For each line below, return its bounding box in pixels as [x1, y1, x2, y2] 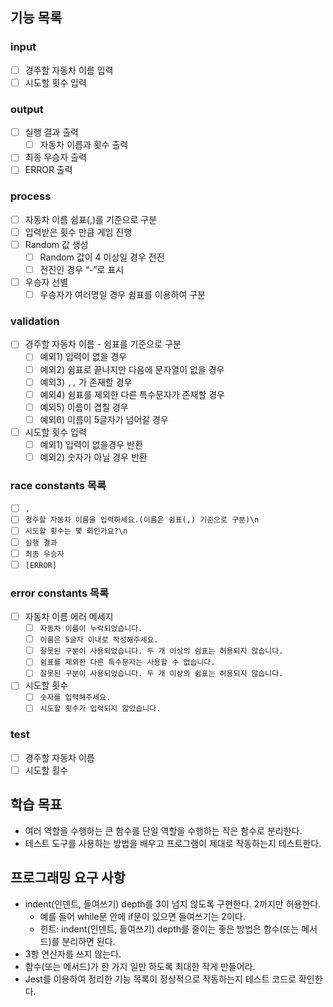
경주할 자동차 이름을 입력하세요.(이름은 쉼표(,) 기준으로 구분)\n [24, 515, 260, 525]
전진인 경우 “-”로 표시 [39, 263, 125, 275]
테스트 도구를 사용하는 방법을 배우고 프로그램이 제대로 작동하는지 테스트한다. [24, 837, 322, 849]
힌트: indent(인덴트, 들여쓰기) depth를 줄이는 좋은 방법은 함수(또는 [39, 923, 300, 935]
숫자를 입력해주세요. [39, 693, 112, 703]
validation [10, 314, 60, 328]
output [10, 102, 44, 116]
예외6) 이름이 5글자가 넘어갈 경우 [39, 413, 169, 425]
